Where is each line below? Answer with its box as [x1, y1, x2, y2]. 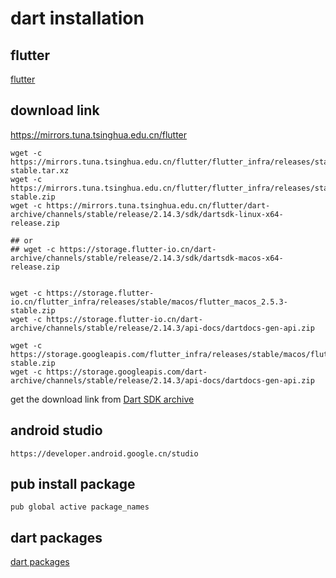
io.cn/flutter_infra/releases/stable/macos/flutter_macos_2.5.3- [10, 297, 288, 307]
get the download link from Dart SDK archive [10, 393, 195, 405]
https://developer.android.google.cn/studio [10, 448, 199, 459]
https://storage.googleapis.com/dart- [46, 367, 208, 377]
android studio [10, 422, 103, 439]
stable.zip [10, 305, 56, 316]
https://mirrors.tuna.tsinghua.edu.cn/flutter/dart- [46, 200, 271, 211]
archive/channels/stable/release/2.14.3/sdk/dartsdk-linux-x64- [10, 209, 284, 219]
